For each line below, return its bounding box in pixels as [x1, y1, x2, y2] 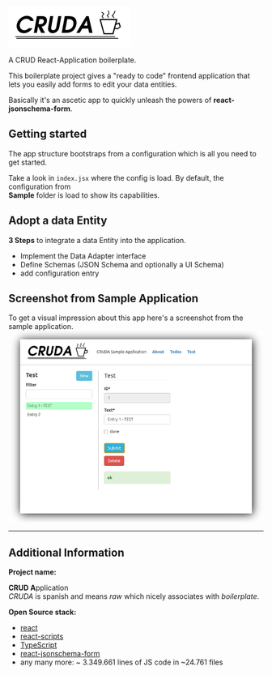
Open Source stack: [8, 607, 77, 617]
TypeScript [19, 640, 57, 650]
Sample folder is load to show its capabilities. [8, 190, 160, 200]
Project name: [8, 567, 57, 577]
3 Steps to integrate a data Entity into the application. [8, 235, 186, 245]
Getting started [8, 127, 87, 141]
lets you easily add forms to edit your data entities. [8, 79, 177, 89]
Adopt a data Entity [8, 214, 108, 228]
